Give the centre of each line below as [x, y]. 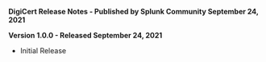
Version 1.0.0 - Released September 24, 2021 [85, 35]
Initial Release [43, 50]
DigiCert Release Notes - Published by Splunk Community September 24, [134, 12]
